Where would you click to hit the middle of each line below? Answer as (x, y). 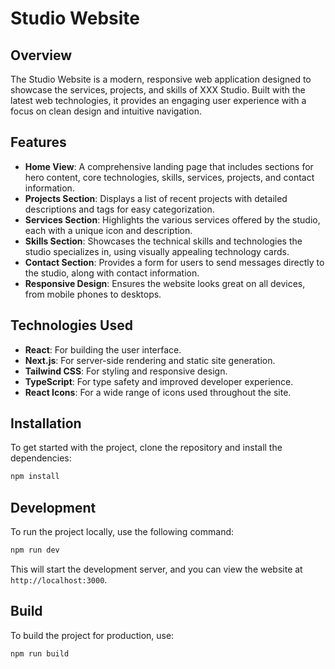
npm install (35, 477)
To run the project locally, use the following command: (122, 532)
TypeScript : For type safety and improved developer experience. (159, 381)
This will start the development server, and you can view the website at (156, 569)
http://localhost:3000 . (59, 580)
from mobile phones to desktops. (93, 294)
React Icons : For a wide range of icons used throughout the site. (158, 392)
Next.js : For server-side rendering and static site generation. (150, 360)
